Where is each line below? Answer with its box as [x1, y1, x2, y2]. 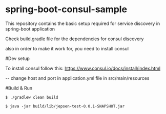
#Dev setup [5, 55, 30, 62]
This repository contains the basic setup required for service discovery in [5, 20, 160, 26]
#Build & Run [5, 85, 33, 91]
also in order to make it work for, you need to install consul [5, 45, 129, 51]
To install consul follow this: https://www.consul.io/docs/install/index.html [5, 65, 160, 71]
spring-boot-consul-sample [5, 4, 127, 15]
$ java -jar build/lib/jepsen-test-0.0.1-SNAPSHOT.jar [5, 103, 125, 109]
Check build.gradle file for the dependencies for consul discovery [5, 36, 144, 42]
